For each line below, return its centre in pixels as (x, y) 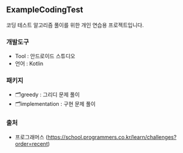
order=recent (31, 143)
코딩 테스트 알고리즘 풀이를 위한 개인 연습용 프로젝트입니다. (75, 25)
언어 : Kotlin (29, 64)
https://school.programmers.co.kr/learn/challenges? (112, 137)
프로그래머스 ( (31, 137)
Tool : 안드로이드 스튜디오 (45, 56)
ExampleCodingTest (45, 10)
